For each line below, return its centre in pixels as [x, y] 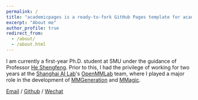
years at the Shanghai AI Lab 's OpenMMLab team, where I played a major [95, 74]
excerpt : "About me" [32, 22]
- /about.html [29, 45]
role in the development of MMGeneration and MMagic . [73, 79]
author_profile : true [33, 28]
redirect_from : [25, 34]
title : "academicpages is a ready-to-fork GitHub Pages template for [93, 17]
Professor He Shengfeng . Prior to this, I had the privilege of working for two [98, 67]
